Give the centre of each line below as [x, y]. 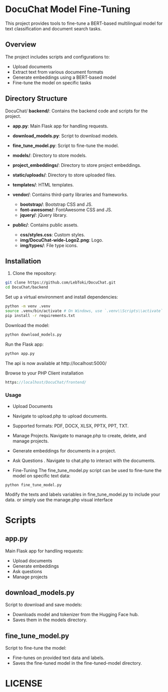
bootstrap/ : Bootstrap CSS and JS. [56, 204]
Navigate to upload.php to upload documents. [60, 416]
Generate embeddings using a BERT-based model [64, 77]
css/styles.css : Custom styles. [53, 235]
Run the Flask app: [25, 344]
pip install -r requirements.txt [40, 315]
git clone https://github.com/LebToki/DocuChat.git [60, 283]
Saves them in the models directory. [50, 620]
